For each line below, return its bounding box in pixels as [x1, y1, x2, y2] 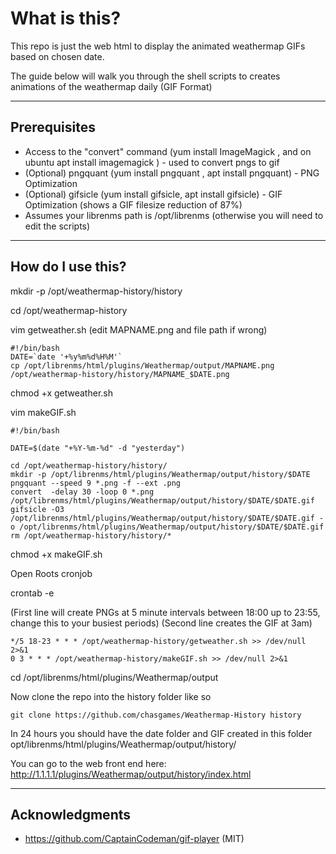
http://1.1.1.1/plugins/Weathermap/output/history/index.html [10, 768, 252, 780]
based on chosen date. [10, 50, 105, 62]
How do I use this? [10, 258, 127, 276]
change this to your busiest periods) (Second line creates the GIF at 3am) [10, 617, 313, 629]
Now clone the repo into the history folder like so [10, 690, 212, 702]
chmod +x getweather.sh [10, 387, 113, 399]
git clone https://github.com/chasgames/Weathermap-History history [10, 710, 302, 720]
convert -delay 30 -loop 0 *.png [10, 487, 155, 497]
